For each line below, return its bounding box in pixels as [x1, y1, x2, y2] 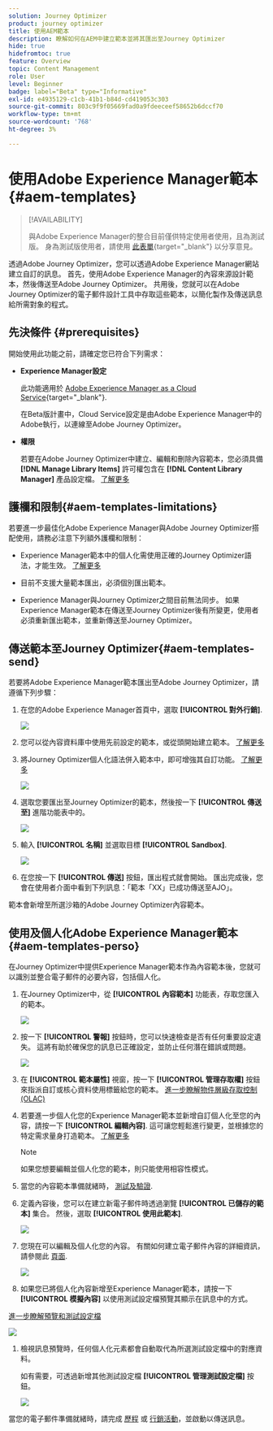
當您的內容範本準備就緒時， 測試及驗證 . [19, 1181, 153, 1190]
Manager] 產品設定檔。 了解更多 [19, 474, 130, 484]
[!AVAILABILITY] [28, 215, 83, 224]
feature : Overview [8, 58, 71, 66]
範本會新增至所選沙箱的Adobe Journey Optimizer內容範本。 [8, 900, 209, 910]
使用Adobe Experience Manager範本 [8, 170, 258, 188]
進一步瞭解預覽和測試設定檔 [8, 1311, 102, 1320]
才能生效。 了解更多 [34, 561, 102, 570]
